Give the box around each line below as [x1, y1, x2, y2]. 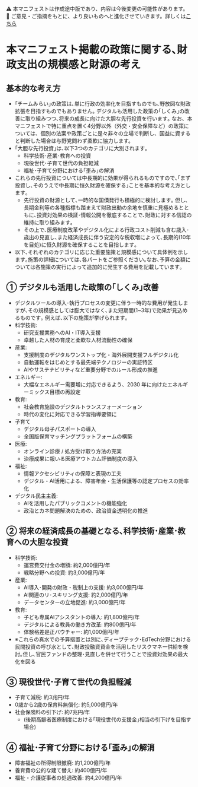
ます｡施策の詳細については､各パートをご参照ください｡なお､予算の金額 [14, 256, 186, 263]
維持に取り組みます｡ [23, 219, 73, 226]
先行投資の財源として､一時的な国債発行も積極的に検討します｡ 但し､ [23, 196, 189, 204]
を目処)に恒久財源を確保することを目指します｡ [23, 241, 137, 248]
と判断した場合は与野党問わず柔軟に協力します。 [14, 137, 134, 144]
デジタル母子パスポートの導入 [23, 425, 96, 432]
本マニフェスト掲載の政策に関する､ [6, 43, 177, 56]
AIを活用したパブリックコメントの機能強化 [23, 499, 128, 506]
